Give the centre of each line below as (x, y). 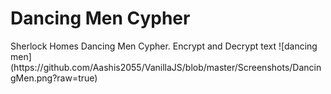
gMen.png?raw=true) (54, 78)
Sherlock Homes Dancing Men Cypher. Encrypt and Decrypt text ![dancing (164, 46)
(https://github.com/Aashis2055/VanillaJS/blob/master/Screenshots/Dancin (166, 67)
